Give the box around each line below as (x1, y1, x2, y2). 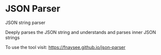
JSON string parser (5, 19, 46, 25)
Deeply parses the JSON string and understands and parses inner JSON (5, 29, 156, 35)
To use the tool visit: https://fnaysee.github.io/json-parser (5, 44, 126, 50)
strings (5, 34, 20, 40)
